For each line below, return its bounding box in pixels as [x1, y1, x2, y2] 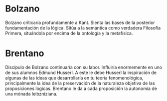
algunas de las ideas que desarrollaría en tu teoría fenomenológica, [5, 74, 144, 80]
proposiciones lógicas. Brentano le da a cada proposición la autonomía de [5, 85, 157, 91]
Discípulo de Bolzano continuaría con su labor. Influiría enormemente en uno [5, 64, 163, 70]
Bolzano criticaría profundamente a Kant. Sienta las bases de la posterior [5, 19, 156, 25]
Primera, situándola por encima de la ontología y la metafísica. [5, 30, 133, 36]
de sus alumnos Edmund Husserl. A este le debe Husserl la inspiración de [5, 69, 157, 75]
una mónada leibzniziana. [5, 90, 58, 96]
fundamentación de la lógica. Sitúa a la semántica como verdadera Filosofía [5, 24, 161, 30]
